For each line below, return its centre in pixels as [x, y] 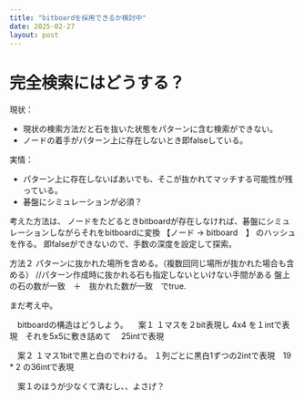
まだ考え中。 [33, 305]
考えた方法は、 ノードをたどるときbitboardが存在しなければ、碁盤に [138, 221]
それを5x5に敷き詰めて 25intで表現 [95, 336]
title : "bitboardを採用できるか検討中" [78, 18]
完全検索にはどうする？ [97, 82]
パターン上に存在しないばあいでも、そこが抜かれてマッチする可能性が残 [157, 179]
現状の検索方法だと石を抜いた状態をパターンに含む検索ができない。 [150, 129]
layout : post [34, 35]
